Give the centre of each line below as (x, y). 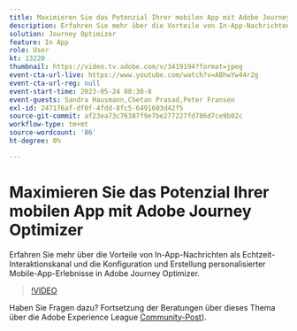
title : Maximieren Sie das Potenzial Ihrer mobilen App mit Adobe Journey (150, 17)
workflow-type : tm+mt (49, 125)
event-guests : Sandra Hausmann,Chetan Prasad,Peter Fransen (122, 100)
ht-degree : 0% (35, 141)
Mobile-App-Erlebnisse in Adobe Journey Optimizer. (105, 273)
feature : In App (39, 42)
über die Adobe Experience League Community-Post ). (108, 317)
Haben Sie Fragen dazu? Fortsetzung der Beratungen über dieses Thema (142, 307)
